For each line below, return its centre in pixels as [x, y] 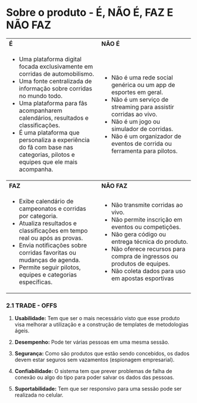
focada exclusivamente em [56, 66]
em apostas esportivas [142, 278]
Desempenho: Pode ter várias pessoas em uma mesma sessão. [92, 342]
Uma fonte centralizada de [55, 81]
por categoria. [38, 216]
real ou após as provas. [51, 238]
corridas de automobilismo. [57, 73]
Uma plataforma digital [50, 59]
